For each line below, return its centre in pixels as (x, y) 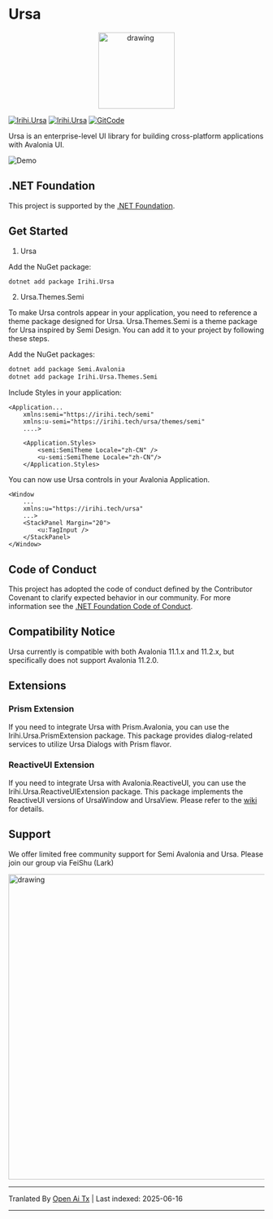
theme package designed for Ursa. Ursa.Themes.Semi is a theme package (133, 322)
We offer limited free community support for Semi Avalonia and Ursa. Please (136, 854)
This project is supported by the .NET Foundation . (92, 205)
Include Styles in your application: (65, 392)
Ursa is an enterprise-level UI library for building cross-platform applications (136, 136)
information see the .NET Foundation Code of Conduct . (101, 606)
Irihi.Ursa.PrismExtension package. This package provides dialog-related (131, 735)
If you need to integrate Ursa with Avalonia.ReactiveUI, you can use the (127, 783)
